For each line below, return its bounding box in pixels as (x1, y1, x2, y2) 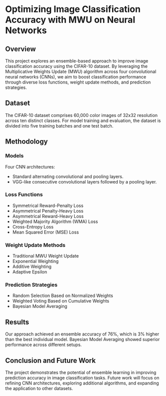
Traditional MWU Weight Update (12, 253, 79, 259)
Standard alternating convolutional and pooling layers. (12, 173, 124, 179)
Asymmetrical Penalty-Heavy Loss (12, 207, 84, 213)
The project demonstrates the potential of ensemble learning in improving (5, 369, 157, 375)
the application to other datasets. (5, 385, 73, 391)
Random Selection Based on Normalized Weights (12, 292, 113, 298)
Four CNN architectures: (5, 163, 55, 169)
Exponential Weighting (12, 258, 59, 264)
